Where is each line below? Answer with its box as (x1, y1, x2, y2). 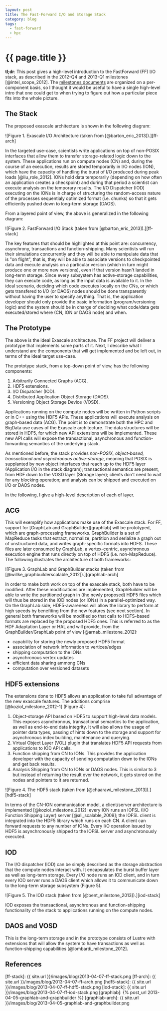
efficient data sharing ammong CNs (12, 660, 86, 666)
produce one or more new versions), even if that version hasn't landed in (5, 267, 155, 273)
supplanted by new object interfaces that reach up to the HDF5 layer (5, 461, 146, 467)
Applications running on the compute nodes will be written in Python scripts (5, 408, 161, 415)
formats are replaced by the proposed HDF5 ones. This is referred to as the (5, 618, 160, 625)
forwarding (5, 440, 28, 446)
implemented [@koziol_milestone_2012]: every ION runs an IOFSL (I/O (5, 807, 149, 813)
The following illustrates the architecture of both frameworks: (5, 557, 131, 563)
